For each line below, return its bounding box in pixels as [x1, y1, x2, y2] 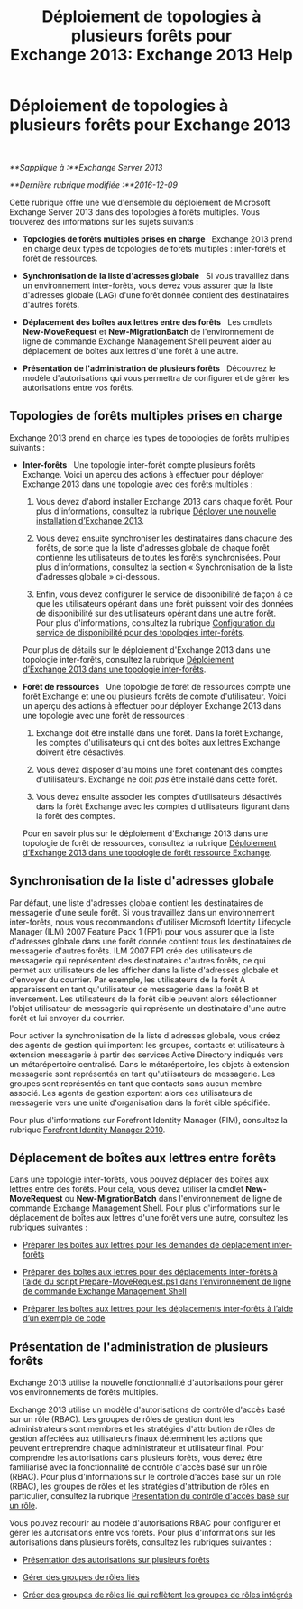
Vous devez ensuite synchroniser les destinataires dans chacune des [35, 533, 293, 544]
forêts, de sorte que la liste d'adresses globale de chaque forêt [35, 542, 270, 553]
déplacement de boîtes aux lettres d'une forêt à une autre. [22, 345, 239, 356]
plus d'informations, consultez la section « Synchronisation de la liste [35, 562, 293, 572]
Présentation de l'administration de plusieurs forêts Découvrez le [22, 363, 277, 374]
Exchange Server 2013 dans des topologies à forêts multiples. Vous [9, 206, 260, 218]
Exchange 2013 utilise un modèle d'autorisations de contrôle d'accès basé [9, 1404, 286, 1415]
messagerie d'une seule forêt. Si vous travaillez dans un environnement [9, 907, 275, 917]
